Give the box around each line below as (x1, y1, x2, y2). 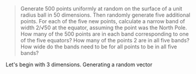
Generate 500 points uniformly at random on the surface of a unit (20, 5, 183, 12)
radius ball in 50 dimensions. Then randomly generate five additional (20, 11, 191, 18)
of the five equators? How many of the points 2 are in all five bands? (20, 37, 190, 44)
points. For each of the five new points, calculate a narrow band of (20, 18, 186, 24)
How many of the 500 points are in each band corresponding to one (20, 30, 189, 38)
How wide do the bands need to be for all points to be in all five (20, 43, 177, 50)
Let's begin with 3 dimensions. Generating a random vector (5, 61, 153, 68)
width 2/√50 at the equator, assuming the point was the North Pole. (20, 24, 188, 31)
